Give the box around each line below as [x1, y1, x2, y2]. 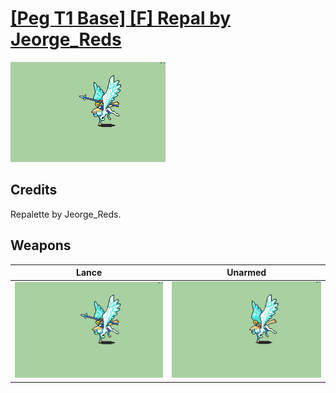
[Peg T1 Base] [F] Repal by [10, 7, 232, 30]
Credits [10, 182, 58, 199]
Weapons [10, 237, 72, 254]
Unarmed [226, 267, 267, 279]
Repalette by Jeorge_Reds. [10, 208, 122, 220]
